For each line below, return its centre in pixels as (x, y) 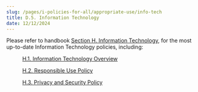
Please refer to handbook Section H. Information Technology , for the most (99, 41)
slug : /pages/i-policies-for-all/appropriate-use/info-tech (84, 12)
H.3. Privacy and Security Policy (62, 82)
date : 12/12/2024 (28, 23)
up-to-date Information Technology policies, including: (75, 47)
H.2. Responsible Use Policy (58, 71)
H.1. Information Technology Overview (70, 59)
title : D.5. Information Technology (53, 18)
